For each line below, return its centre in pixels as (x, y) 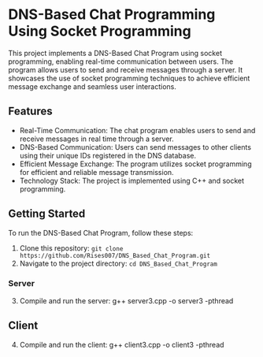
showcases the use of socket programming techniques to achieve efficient (129, 78)
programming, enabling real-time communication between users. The (121, 61)
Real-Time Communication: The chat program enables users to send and (137, 130)
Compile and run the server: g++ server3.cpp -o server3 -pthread (126, 300)
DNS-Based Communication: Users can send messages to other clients (135, 147)
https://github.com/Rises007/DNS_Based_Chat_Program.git (115, 255)
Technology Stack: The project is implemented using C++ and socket (132, 180)
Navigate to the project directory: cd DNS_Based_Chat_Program (119, 263)
